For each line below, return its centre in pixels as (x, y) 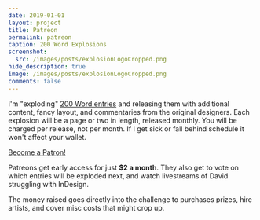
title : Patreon (33, 30)
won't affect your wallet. (47, 137)
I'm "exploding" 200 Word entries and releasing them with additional (119, 104)
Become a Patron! (37, 152)
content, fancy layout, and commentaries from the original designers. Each (129, 112)
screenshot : (27, 52)
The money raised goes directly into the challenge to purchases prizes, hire (130, 199)
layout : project (35, 23)
